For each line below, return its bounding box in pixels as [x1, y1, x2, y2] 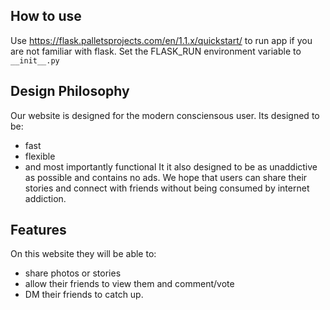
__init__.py [10, 55, 60, 66]
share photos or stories [24, 267, 122, 279]
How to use [10, 8, 82, 25]
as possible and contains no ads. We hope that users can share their [24, 171, 308, 183]
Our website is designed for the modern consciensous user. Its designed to [10, 109, 320, 121]
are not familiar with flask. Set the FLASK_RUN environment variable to [10, 45, 302, 57]
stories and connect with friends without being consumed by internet [24, 182, 310, 194]
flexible [24, 150, 56, 162]
